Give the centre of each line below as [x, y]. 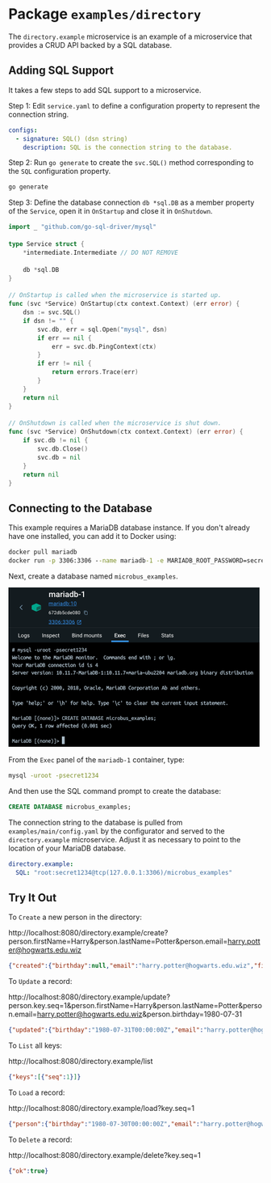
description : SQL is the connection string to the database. [127, 147]
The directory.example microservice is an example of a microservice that [130, 36]
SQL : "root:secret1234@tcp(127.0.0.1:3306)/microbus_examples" [124, 872]
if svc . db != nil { [56, 441]
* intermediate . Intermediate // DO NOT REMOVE [101, 252]
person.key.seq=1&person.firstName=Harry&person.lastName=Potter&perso [135, 1006]
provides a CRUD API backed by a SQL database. [90, 45]
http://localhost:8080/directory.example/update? [90, 997]
